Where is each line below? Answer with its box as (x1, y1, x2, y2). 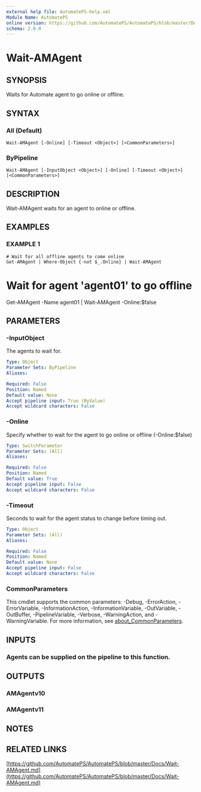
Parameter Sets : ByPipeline (6, 365, 77, 371)
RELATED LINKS (6, 744, 67, 754)
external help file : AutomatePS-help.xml (6, 8, 111, 15)
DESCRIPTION (6, 189, 60, 199)
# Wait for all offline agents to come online (6, 253, 124, 259)
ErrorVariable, (6, 604, 41, 612)
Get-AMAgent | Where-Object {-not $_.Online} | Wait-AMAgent (6, 259, 162, 265)
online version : (6, 20, 47, 26)
